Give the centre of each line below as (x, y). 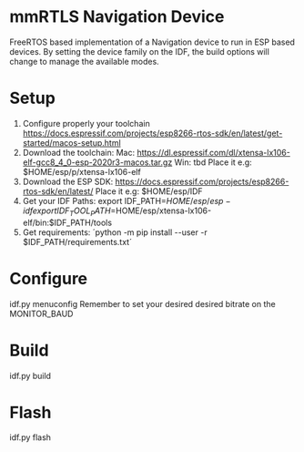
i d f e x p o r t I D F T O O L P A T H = (69, 211)
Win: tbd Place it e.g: (213, 162)
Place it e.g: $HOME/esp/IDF (149, 191)
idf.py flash (30, 437)
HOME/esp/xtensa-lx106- (163, 211)
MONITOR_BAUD (41, 313)
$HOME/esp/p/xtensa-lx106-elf (81, 171)
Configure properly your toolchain (86, 123)
